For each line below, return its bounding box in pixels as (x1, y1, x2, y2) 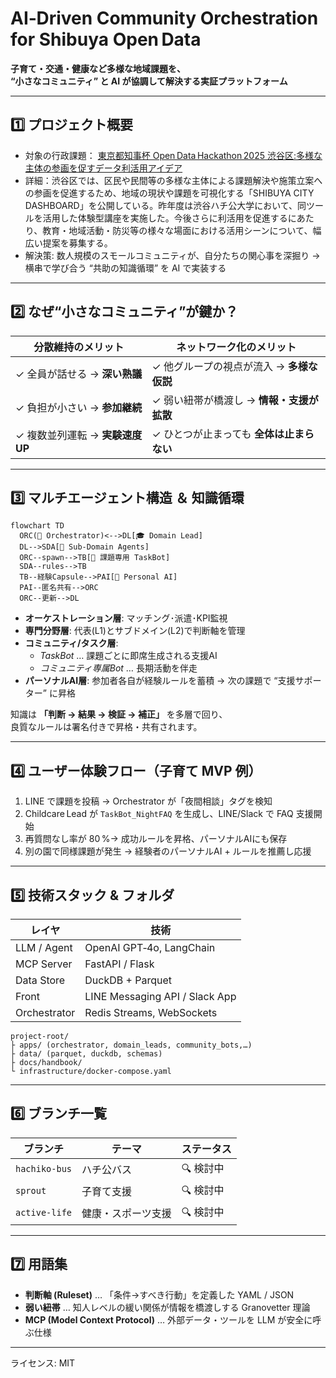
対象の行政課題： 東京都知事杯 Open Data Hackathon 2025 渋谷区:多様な (24, 149, 323, 161)
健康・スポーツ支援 (81, 1207, 172, 1221)
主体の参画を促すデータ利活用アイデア (24, 162, 183, 174)
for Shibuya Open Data (10, 28, 202, 51)
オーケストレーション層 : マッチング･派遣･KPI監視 (24, 612, 228, 624)
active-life (15, 1207, 73, 1219)
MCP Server (15, 957, 73, 971)
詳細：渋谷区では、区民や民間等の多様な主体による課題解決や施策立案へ (24, 174, 323, 186)
